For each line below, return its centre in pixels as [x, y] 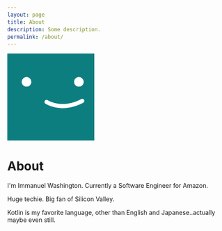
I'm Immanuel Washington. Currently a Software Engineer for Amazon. [108, 186]
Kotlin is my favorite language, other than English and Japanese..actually [111, 213]
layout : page [26, 15]
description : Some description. [54, 29]
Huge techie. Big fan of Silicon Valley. [61, 199]
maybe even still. [31, 220]
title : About [26, 22]
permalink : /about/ [35, 37]
